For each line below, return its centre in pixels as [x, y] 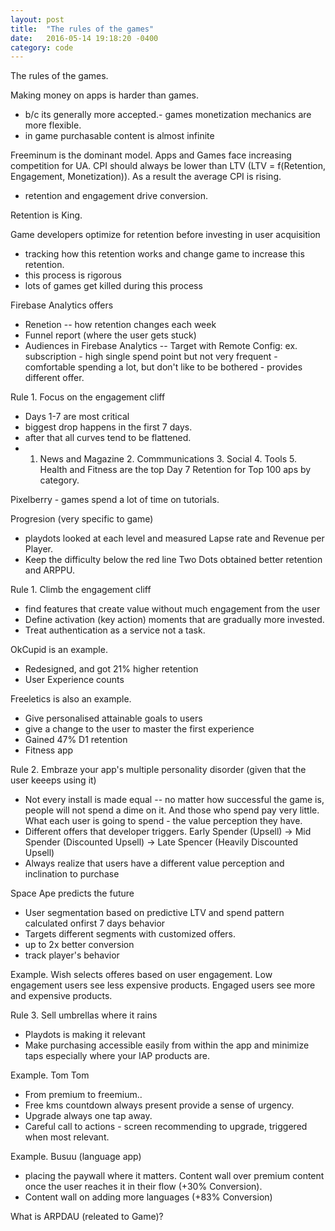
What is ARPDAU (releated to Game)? [87, 1217]
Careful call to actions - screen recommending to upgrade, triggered [166, 1127]
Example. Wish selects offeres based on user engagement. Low [141, 975]
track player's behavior [72, 955]
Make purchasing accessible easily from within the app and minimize [167, 1045]
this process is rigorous [73, 275]
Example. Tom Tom [50, 1075]
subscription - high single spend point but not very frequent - [151, 357]
